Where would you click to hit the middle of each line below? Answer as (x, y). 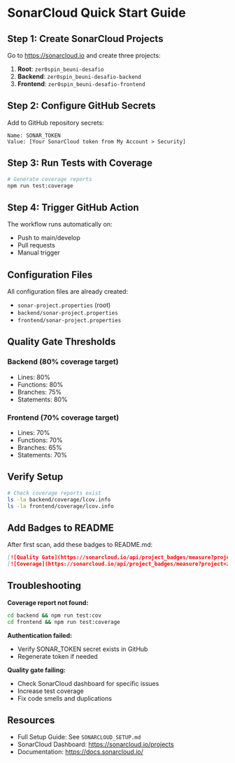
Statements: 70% (42, 455)
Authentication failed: (40, 635)
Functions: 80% (40, 384)
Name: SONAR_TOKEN (34, 135)
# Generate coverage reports (50, 179)
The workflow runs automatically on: (60, 224)
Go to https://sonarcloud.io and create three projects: (84, 55)
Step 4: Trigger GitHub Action (73, 207)
